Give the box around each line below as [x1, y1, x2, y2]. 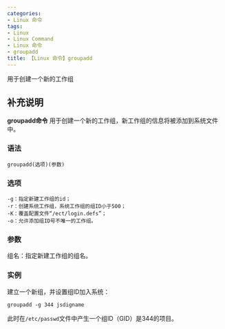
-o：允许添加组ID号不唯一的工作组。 [7, 217, 96, 224]
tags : [7, 23, 23, 30]
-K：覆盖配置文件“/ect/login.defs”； [7, 211, 107, 217]
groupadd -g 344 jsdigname [7, 301, 85, 308]
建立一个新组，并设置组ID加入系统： [7, 287, 110, 296]
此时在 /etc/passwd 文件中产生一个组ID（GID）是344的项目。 [7, 314, 178, 322]
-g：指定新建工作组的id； [7, 195, 71, 203]
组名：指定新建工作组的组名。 [7, 252, 92, 260]
